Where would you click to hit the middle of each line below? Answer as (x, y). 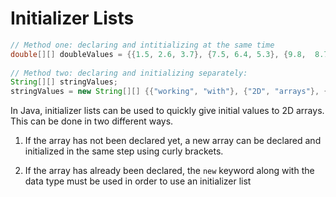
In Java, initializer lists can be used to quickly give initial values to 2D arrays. (167, 111)
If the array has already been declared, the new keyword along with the (169, 171)
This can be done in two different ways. (92, 121)
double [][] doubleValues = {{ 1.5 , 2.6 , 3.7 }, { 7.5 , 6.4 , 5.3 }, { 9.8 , (158, 54)
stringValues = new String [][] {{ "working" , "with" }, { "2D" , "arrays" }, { (169, 92)
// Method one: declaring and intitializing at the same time (142, 45)
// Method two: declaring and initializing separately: (129, 73)
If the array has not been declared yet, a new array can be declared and (173, 141)
